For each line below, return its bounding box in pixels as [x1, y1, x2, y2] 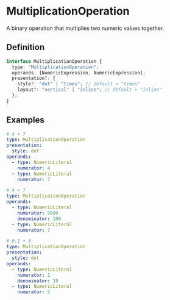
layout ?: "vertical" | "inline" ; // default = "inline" [17, 87, 163, 93]
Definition [6, 42, 44, 52]
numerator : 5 [17, 289, 51, 295]
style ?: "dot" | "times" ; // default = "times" [17, 81, 140, 87]
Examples [6, 115, 44, 126]
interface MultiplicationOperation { [6, 58, 102, 65]
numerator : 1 [17, 272, 51, 278]
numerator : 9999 [17, 210, 59, 216]
